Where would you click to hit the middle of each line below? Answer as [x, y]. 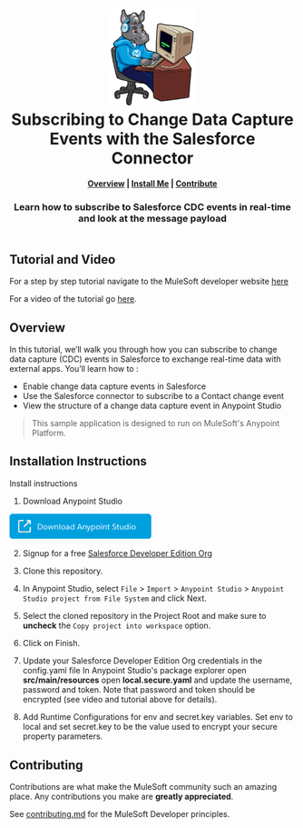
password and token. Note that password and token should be [139, 690]
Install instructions [44, 483]
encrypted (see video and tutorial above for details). [120, 700]
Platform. [49, 433]
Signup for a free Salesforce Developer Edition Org [117, 554]
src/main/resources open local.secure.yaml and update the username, [157, 680]
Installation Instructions [78, 461]
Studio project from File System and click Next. [114, 598]
